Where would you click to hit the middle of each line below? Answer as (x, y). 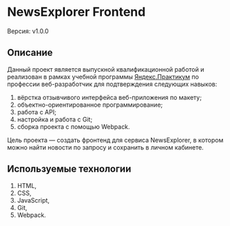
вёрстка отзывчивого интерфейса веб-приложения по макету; (109, 97)
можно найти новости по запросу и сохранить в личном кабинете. (106, 147)
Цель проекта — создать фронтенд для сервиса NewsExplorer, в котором (115, 140)
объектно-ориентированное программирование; (90, 105)
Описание (30, 53)
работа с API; (36, 112)
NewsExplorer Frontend (76, 12)
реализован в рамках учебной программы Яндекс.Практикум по (103, 76)
